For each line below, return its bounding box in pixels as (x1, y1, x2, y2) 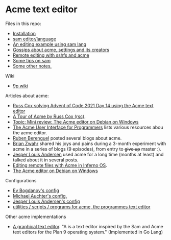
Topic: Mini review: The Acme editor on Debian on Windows (12, 118, 139, 125)
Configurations (5, 177, 37, 183)
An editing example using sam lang (12, 41, 87, 47)
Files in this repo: (5, 20, 41, 27)
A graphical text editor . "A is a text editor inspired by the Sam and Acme (12, 223, 163, 229)
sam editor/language (12, 36, 57, 42)
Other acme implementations (5, 213, 66, 220)
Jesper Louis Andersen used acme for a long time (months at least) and (12, 151, 164, 157)
